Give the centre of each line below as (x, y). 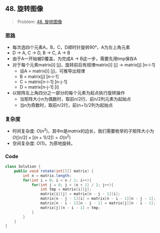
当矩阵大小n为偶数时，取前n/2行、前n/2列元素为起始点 (75, 99)
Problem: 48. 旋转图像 (40, 22)
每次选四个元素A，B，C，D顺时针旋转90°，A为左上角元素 (71, 47)
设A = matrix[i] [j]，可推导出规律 (52, 71)
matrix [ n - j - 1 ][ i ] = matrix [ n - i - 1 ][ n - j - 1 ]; (98, 199)
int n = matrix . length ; (47, 176)
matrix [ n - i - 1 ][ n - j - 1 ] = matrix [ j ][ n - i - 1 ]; (98, 203)
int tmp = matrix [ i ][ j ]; (66, 189)
